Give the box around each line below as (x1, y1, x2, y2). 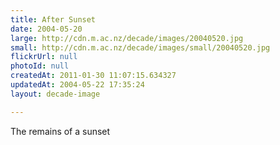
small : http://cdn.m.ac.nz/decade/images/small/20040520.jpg (10, 42, 271, 53)
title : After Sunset (10, 14, 97, 25)
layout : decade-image (10, 89, 101, 99)
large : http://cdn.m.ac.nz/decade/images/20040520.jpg (10, 33, 244, 43)
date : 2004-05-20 (10, 24, 83, 34)
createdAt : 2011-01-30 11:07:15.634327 (10, 71, 177, 81)
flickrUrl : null (10, 52, 78, 62)
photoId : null (10, 61, 70, 71)
